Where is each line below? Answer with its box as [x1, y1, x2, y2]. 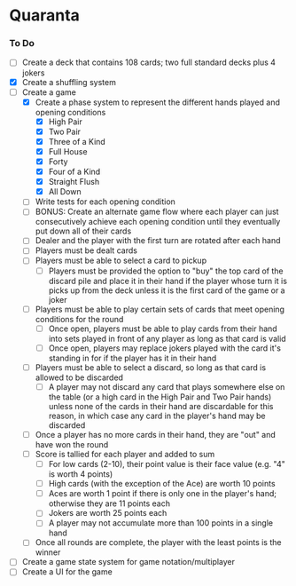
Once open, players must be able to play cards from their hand [48, 323, 277, 334]
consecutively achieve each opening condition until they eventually [35, 217, 281, 227]
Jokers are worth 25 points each [48, 508, 167, 519]
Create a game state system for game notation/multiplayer [21, 557, 236, 567]
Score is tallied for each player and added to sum [35, 448, 215, 459]
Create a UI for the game [21, 566, 113, 577]
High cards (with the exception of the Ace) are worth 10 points [48, 479, 277, 489]
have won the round [35, 439, 109, 449]
